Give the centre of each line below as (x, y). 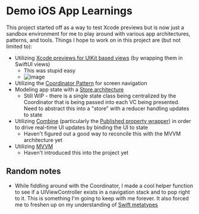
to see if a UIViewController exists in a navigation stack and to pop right (102, 192)
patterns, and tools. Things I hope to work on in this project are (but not (94, 40)
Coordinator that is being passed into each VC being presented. (102, 102)
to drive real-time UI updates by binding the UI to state (81, 127)
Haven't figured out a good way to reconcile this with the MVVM (102, 133)
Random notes (34, 171)
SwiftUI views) (32, 64)
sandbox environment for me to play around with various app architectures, (98, 33)
